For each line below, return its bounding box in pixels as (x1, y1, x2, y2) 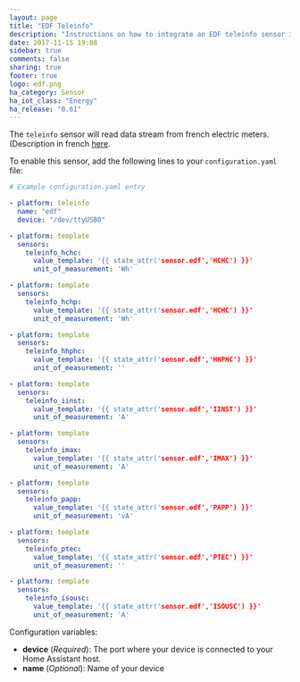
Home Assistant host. (21, 653, 102, 664)
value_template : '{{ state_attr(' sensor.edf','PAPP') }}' (32, 503, 254, 512)
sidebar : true (9, 46, 62, 55)
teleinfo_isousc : (25, 594, 90, 603)
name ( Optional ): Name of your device (21, 662, 165, 673)
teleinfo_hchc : (25, 248, 82, 257)
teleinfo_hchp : (25, 297, 82, 307)
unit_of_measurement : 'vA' (32, 511, 134, 521)
